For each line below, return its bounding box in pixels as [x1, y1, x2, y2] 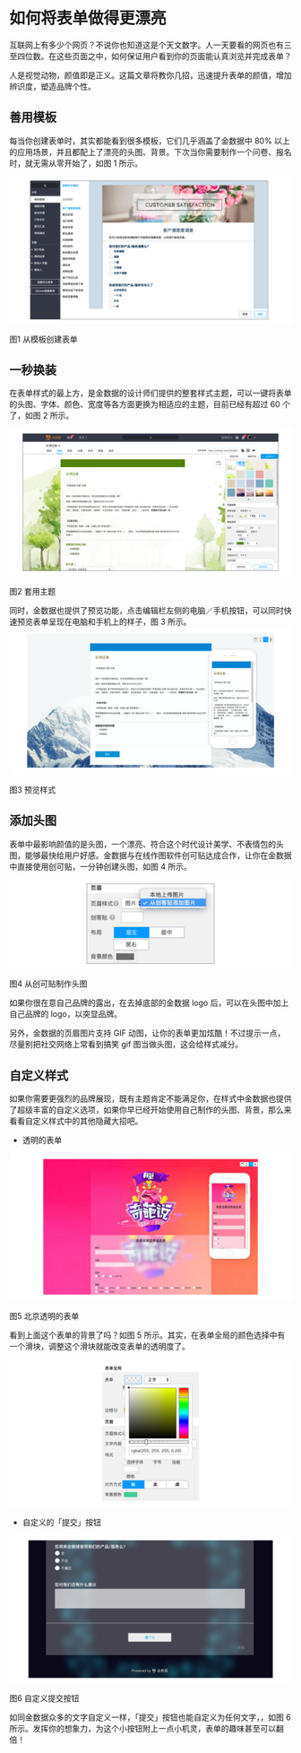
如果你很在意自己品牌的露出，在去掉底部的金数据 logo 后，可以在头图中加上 [9, 997, 289, 1009]
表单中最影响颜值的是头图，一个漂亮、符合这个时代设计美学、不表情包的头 [9, 838, 284, 849]
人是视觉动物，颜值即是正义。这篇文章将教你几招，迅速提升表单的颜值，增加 [9, 69, 292, 81]
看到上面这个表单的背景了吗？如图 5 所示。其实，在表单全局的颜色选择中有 [9, 1329, 286, 1341]
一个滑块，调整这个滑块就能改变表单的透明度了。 [9, 1341, 190, 1351]
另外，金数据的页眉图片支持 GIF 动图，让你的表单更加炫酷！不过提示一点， [9, 1028, 286, 1038]
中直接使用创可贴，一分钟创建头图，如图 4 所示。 [9, 861, 192, 872]
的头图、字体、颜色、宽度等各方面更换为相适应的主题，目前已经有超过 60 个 [9, 399, 291, 410]
